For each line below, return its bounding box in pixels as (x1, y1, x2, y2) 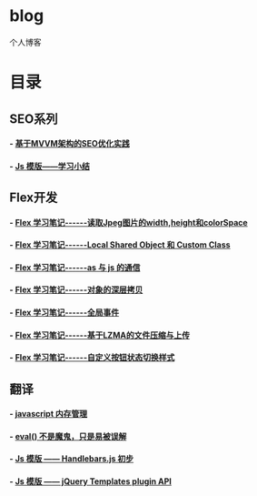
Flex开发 (9, 190, 58, 206)
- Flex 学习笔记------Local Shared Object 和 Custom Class (9, 239, 231, 250)
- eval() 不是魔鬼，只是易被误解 (9, 430, 127, 441)
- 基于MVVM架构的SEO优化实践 (9, 138, 130, 149)
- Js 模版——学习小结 (9, 160, 91, 171)
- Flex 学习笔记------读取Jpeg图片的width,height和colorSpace (9, 217, 248, 228)
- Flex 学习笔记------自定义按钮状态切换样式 (9, 352, 175, 363)
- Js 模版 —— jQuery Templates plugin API (9, 476, 173, 487)
